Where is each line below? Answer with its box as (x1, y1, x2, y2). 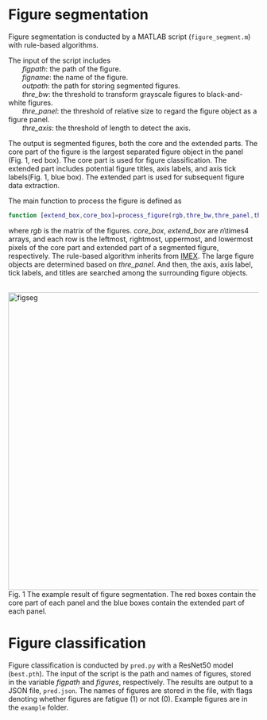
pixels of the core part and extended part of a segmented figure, (8, 242, 219, 252)
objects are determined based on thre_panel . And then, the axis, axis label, (8, 260, 253, 269)
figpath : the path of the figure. (22, 64, 122, 73)
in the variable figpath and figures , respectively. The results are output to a (8, 677, 253, 687)
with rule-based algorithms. (8, 40, 99, 49)
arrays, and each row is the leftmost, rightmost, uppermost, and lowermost (8, 234, 253, 244)
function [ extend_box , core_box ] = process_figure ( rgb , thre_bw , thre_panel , (8, 211, 254, 219)
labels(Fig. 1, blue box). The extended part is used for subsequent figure (8, 172, 245, 182)
